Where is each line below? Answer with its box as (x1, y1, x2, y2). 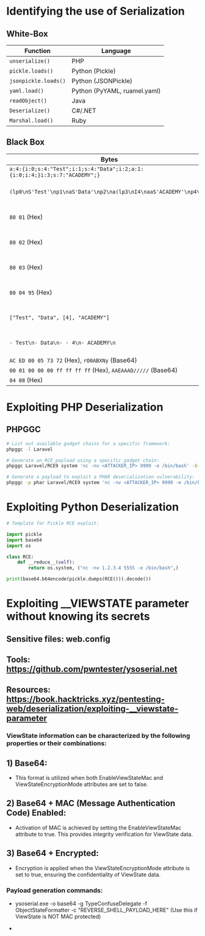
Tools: (6, 654, 31, 665)
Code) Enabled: (6, 808, 67, 818)
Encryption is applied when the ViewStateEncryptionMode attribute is (15, 864, 190, 871)
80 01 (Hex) (9, 212, 43, 221)
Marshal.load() (9, 117, 54, 124)
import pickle (6, 531, 43, 537)
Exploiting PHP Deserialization (6, 401, 164, 414)
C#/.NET (71, 107, 96, 115)
